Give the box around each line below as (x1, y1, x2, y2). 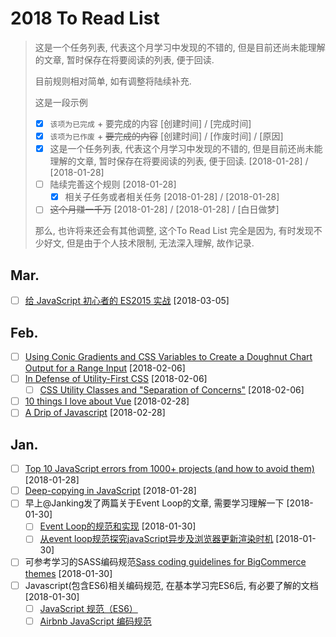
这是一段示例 (34, 96, 88, 108)
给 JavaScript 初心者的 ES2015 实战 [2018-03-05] (24, 295, 230, 307)
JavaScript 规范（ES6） (39, 602, 138, 614)
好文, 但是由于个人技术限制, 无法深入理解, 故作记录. (43, 237, 255, 249)
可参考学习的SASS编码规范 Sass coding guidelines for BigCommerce (24, 556, 307, 568)
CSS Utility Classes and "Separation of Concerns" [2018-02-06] (39, 384, 305, 396)
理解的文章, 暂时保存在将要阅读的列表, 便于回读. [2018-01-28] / (49, 155, 309, 167)
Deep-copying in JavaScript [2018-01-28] (24, 485, 197, 497)
